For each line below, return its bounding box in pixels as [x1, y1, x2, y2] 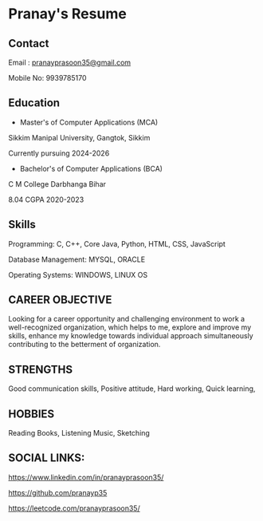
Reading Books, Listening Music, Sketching [8, 428, 150, 438]
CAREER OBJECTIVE [8, 293, 112, 307]
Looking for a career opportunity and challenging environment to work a [8, 314, 245, 324]
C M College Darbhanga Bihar [8, 179, 106, 188]
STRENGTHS [8, 362, 73, 376]
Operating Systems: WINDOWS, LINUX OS [8, 270, 148, 279]
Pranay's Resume [8, 5, 128, 23]
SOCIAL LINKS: [8, 452, 85, 465]
